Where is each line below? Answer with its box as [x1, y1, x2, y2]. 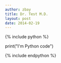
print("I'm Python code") [5, 43, 54, 49]
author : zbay [5, 7, 31, 12]
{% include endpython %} [5, 53, 57, 59]
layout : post [5, 16, 31, 21]
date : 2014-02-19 [5, 20, 40, 26]
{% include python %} [5, 34, 49, 40]
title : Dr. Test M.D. [5, 12, 49, 16]
